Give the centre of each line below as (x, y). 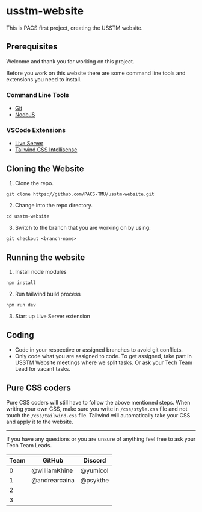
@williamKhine (52, 470)
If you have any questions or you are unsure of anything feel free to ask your (101, 439)
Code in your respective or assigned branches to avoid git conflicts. (99, 349)
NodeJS (25, 115)
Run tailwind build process (48, 294)
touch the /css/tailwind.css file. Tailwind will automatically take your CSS (98, 415)
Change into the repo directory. (54, 206)
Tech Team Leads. (29, 445)
